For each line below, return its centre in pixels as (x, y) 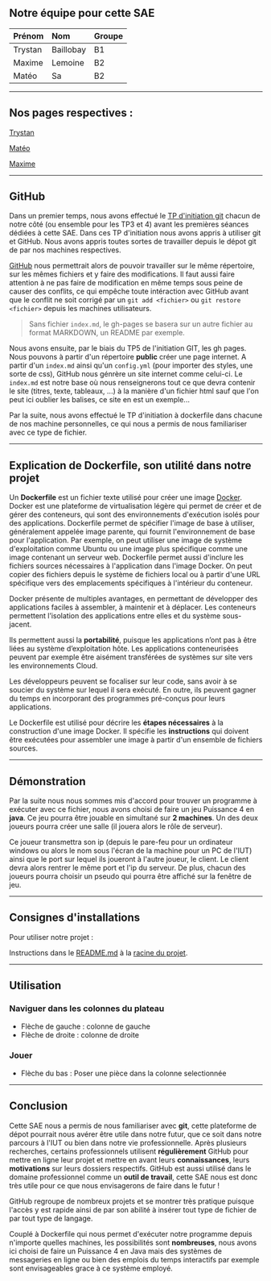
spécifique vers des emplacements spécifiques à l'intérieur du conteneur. (131, 583)
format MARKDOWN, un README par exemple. (107, 333)
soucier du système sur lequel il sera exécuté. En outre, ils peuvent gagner (133, 690)
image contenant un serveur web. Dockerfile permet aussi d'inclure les (127, 557)
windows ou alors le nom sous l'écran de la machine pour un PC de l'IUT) (131, 851)
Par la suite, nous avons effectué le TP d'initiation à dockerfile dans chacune (136, 415)
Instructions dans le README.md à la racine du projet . (99, 952)
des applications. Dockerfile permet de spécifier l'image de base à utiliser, (132, 523)
